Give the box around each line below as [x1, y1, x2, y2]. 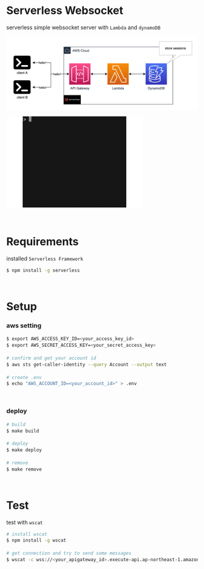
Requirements [6, 235, 79, 249]
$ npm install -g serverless [6, 267, 80, 273]
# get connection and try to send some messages [6, 550, 132, 556]
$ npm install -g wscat [6, 537, 67, 543]
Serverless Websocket [6, 4, 123, 18]
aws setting [6, 321, 42, 330]
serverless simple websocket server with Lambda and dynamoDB [6, 24, 161, 31]
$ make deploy [6, 447, 42, 453]
